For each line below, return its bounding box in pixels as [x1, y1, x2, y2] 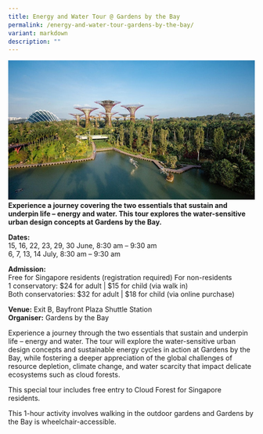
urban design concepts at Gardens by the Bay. [8, 217, 162, 227]
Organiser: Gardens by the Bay [8, 312, 110, 322]
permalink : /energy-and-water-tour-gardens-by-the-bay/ [8, 20, 194, 29]
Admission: [8, 264, 46, 274]
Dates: [8, 232, 31, 242]
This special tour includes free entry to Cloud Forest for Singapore [8, 385, 222, 394]
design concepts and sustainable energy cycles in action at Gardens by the [8, 345, 250, 354]
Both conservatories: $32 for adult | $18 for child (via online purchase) [8, 289, 235, 298]
